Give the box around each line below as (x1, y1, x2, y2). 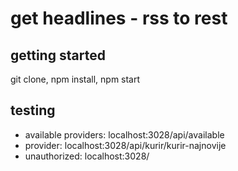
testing (10, 102, 56, 119)
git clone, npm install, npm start (10, 73, 141, 85)
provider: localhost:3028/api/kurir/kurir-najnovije (24, 139, 227, 151)
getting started (10, 47, 106, 64)
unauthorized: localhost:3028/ (24, 150, 150, 162)
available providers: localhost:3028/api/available (24, 128, 225, 141)
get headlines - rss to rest (10, 7, 228, 30)
